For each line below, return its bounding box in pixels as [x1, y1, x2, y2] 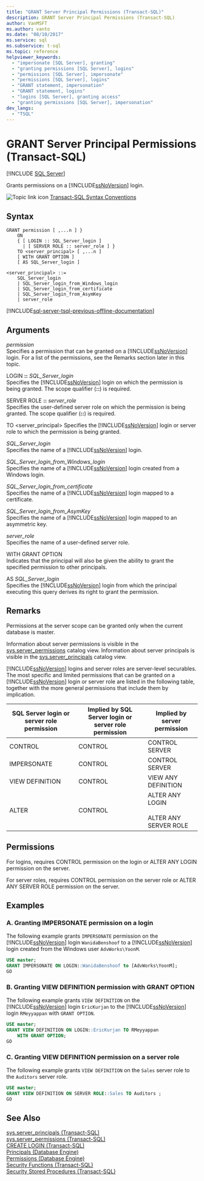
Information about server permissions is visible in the [6, 640, 139, 647]
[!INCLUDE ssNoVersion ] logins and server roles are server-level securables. [6, 664, 197, 672]
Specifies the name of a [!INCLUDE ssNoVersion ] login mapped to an [6, 514, 177, 521]
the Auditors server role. [6, 1073, 68, 1080]
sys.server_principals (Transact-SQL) [6, 1129, 100, 1137]
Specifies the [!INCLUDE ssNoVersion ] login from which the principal [6, 582, 177, 589]
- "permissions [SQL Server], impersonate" [12, 71, 123, 77]
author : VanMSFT [6, 20, 47, 26]
